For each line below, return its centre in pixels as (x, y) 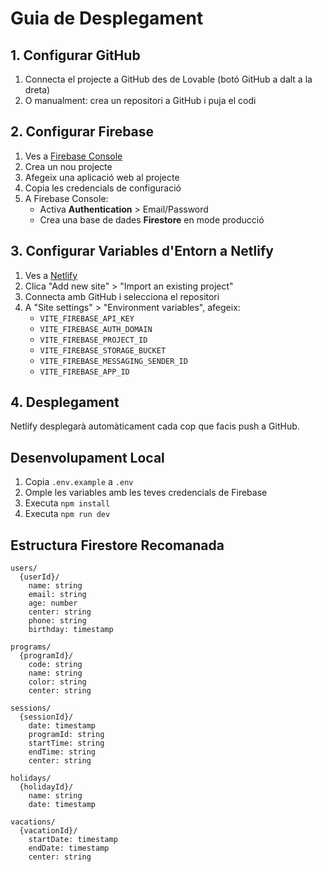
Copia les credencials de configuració (103, 188)
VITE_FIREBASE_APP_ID (84, 372)
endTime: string (62, 752)
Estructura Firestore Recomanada (117, 545)
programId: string (66, 735)
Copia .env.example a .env (79, 482)
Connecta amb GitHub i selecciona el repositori (122, 296)
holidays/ (31, 778)
